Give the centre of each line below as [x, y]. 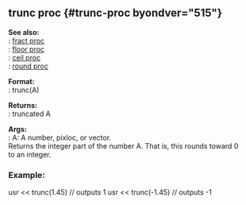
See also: [24, 32]
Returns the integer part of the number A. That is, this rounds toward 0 [123, 145]
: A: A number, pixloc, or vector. [60, 137]
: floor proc [27, 49]
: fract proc [27, 41]
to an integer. [30, 154]
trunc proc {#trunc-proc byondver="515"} [115, 13]
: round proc [29, 66]
